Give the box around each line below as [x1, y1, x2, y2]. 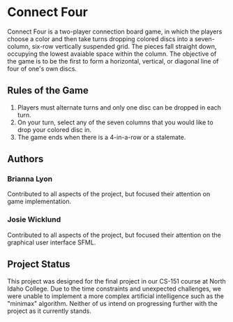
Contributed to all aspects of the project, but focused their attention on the [7, 230, 221, 239]
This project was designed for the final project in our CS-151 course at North [7, 277, 227, 285]
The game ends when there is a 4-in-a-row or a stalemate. [17, 133, 186, 141]
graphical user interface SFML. [7, 238, 96, 247]
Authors [7, 153, 44, 165]
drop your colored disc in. [17, 125, 92, 133]
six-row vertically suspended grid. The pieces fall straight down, [31, 42, 217, 50]
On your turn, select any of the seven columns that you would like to [17, 118, 214, 126]
